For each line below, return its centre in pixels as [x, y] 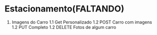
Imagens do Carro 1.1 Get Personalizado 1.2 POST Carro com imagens [82, 22]
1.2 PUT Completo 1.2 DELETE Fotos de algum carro [64, 27]
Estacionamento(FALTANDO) [65, 9]
